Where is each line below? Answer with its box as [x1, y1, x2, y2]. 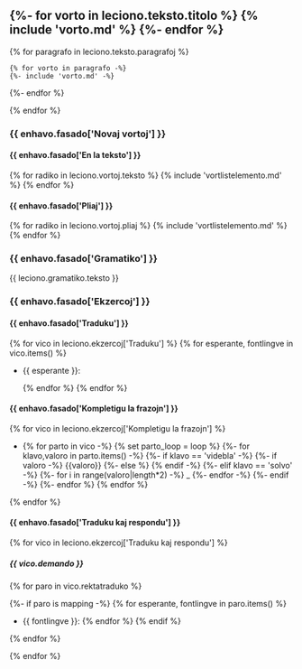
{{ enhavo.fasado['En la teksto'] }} [9, 150, 142, 161]
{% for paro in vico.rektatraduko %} [9, 581, 142, 591]
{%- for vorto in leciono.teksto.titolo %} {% [9, 8, 259, 23]
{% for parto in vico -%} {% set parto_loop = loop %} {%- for [22, 441, 251, 451]
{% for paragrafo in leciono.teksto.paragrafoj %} [9, 46, 189, 57]
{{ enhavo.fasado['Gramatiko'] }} [9, 253, 158, 265]
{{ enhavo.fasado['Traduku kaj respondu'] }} [9, 517, 181, 528]
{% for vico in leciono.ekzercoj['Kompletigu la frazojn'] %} [9, 423, 226, 433]
